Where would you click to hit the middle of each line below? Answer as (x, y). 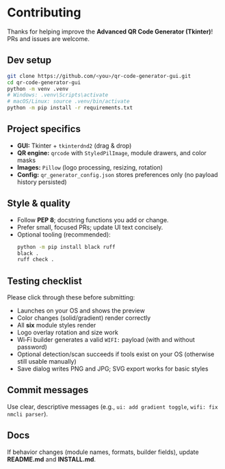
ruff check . (36, 260)
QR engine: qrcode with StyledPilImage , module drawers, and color (112, 152)
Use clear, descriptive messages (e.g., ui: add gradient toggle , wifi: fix (112, 406)
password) (32, 347)
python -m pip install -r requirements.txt (70, 108)
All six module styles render (56, 325)
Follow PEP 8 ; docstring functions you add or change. (93, 219)
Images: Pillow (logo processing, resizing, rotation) (90, 167)
